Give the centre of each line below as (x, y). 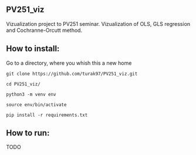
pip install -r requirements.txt (47, 115)
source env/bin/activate (36, 105)
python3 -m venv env (31, 94)
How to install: (33, 49)
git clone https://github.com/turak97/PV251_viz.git (72, 74)
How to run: (28, 133)
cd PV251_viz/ (23, 84)
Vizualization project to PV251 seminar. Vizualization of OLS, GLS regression (98, 24)
